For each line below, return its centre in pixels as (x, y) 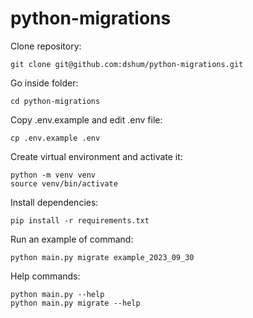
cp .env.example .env (55, 138)
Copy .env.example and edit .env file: (86, 119)
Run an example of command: (72, 239)
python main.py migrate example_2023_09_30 (102, 257)
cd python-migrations (55, 101)
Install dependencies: (54, 202)
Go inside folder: (44, 83)
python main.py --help (57, 294)
